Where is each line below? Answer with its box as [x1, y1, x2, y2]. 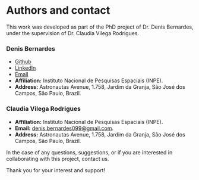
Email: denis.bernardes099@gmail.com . [14, 125, 114, 132]
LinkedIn [14, 64, 36, 72]
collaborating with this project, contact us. [6, 155, 109, 162]
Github [14, 58, 31, 66]
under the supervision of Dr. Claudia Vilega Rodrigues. [6, 29, 140, 36]
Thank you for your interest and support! [6, 166, 106, 173]
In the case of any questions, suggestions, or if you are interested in [6, 148, 173, 156]
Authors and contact [6, 4, 110, 17]
